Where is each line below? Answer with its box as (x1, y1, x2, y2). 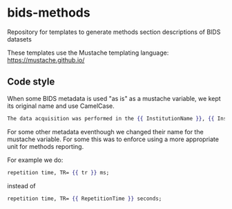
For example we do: (7, 156, 64, 164)
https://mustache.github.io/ (7, 55, 85, 64)
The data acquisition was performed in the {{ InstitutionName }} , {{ (7, 115, 215, 122)
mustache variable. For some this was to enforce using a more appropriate (7, 135, 220, 143)
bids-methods (7, 5, 91, 21)
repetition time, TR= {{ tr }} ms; (7, 169, 110, 176)
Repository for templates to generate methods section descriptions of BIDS (7, 28, 221, 36)
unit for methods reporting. (7, 142, 84, 150)
